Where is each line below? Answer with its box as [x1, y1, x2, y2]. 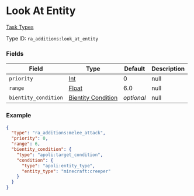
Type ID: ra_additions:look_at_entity [6, 35, 98, 42]
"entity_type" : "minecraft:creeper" [21, 168, 111, 174]
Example [6, 111, 32, 120]
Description [151, 65, 185, 73]
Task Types [6, 23, 34, 31]
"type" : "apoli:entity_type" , [21, 163, 95, 168]
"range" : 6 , [11, 141, 41, 147]
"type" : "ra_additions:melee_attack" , [11, 130, 106, 136]
